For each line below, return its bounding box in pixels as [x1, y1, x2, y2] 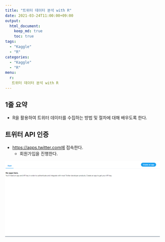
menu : [5, 70, 16, 75]
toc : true [14, 34, 34, 39]
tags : [5, 39, 16, 44]
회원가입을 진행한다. [19, 151, 58, 156]
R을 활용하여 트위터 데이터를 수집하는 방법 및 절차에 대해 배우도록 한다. [12, 115, 147, 121]
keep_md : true [14, 29, 43, 34]
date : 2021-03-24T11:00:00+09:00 [5, 13, 74, 18]
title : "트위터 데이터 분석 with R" [5, 8, 72, 13]
